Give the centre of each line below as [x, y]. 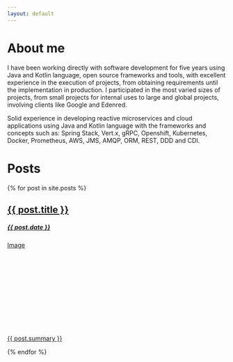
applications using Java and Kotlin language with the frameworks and [107, 126]
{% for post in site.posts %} [47, 188]
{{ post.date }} [29, 227]
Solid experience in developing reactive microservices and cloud [100, 118]
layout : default [31, 14]
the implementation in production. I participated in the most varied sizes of [114, 90]
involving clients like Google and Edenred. [67, 105]
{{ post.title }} [38, 210]
